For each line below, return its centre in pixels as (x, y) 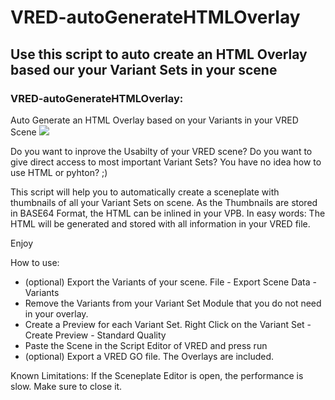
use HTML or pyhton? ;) (59, 172)
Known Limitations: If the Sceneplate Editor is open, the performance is (157, 375)
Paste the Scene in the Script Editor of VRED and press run (146, 345)
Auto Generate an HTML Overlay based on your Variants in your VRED (154, 120)
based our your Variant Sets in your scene (144, 69)
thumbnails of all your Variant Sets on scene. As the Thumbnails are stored (164, 202)
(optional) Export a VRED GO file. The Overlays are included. (149, 356)
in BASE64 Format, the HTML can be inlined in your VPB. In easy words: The (168, 213)
